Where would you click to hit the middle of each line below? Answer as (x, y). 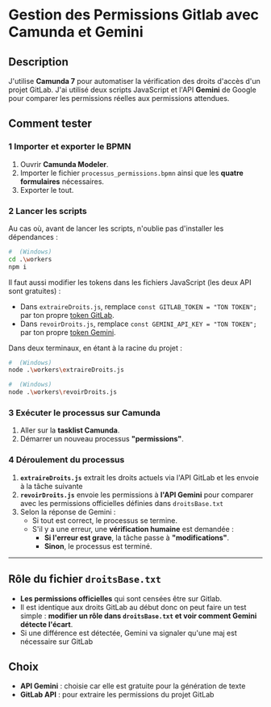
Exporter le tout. (47, 190)
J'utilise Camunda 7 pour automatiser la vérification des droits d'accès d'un (134, 81)
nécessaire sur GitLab (56, 641)
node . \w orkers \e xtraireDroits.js (67, 370)
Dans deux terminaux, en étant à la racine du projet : (96, 348)
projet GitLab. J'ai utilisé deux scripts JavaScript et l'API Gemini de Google (132, 90)
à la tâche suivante (51, 486)
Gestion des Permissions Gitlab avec (134, 15)
